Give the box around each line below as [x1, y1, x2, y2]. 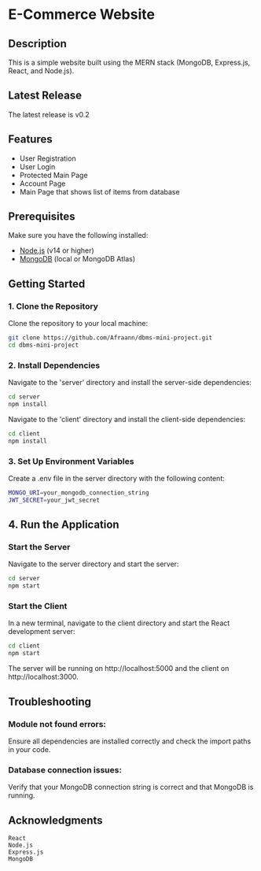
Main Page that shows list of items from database [19, 187, 180, 196]
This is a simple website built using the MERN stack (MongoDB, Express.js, [8, 57, 251, 67]
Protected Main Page [19, 170, 88, 180]
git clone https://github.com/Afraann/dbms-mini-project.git [8, 334, 213, 342]
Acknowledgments [8, 814, 104, 827]
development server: [8, 627, 75, 636]
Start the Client [8, 601, 68, 612]
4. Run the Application [8, 518, 119, 532]
